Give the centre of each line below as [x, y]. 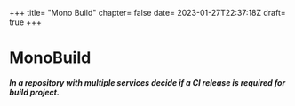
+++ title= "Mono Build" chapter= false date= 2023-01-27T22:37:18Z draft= [147, 13]
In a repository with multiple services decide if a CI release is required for [147, 82]
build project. [35, 92]
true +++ [26, 22]
